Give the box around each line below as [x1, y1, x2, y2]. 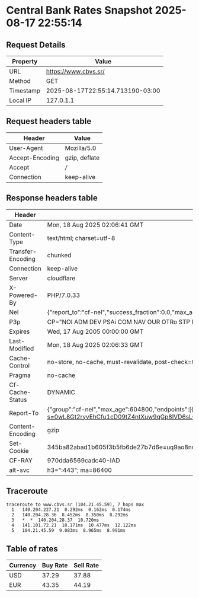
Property [11, 58, 38, 65]
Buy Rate [41, 561, 68, 570]
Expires [9, 327, 30, 336]
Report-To [9, 408, 39, 417]
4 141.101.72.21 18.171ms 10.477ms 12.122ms [11, 522, 136, 528]
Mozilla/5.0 [65, 143, 97, 152]
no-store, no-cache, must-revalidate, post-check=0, [47, 357, 197, 366]
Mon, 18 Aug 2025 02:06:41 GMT [47, 221, 144, 229]
